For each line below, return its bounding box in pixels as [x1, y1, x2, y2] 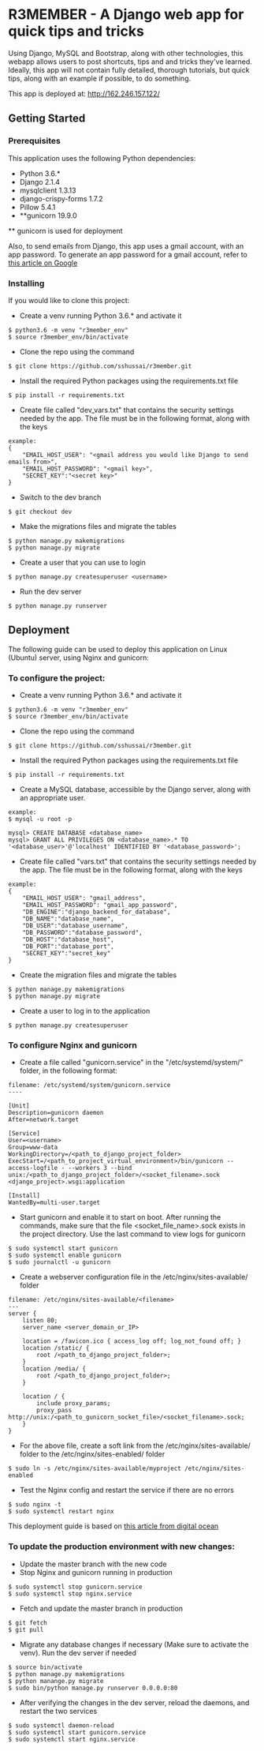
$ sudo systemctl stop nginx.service [8, 1589, 132, 1598]
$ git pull [8, 1625, 44, 1633]
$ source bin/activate [8, 1663, 83, 1671]
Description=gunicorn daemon [8, 1109, 104, 1117]
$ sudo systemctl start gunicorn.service [8, 1728, 147, 1736]
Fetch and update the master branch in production [19, 1603, 184, 1613]
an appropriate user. [19, 793, 86, 803]
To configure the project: [8, 673, 106, 684]
